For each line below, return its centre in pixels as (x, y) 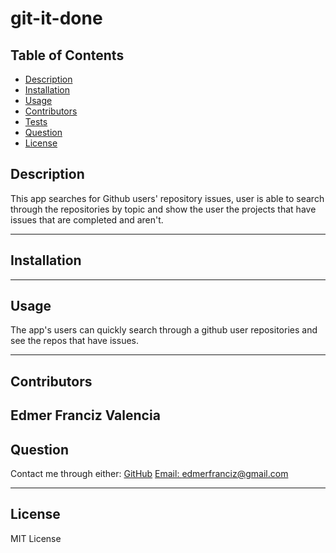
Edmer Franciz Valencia (85, 415)
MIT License (36, 538)
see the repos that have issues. (75, 341)
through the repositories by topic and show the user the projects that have (163, 209)
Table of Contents (67, 55)
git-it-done (56, 18)
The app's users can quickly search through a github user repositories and (164, 330)
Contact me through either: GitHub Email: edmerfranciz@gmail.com (149, 474)
